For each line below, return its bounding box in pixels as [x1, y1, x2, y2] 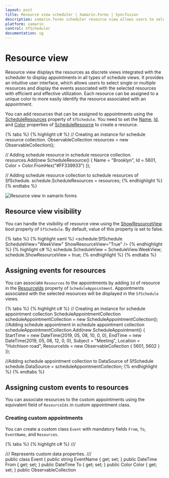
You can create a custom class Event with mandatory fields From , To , [5, 426, 146, 432]
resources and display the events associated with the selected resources [5, 85, 156, 91]
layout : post [5, 7, 33, 13]
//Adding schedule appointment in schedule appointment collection [5, 322, 145, 328]
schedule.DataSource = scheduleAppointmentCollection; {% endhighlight [5, 363, 157, 369]
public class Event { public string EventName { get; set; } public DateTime [5, 456, 157, 462]
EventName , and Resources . [5, 431, 59, 437]
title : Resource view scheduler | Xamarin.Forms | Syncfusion [5, 12, 138, 17]
